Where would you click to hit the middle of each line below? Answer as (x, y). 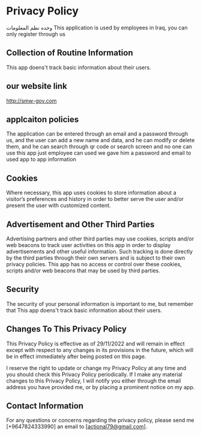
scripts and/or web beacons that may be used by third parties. (83, 270)
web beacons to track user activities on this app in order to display (88, 245)
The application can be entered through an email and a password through (97, 134)
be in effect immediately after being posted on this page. (76, 356)
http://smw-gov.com (31, 101)
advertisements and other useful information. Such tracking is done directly (100, 251)
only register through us (36, 34)
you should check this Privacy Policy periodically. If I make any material (94, 374)
